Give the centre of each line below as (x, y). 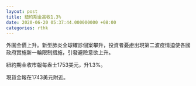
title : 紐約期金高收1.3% (34, 17)
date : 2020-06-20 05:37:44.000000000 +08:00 (61, 22)
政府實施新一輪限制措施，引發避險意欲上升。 (60, 53)
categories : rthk (27, 28)
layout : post (22, 11)
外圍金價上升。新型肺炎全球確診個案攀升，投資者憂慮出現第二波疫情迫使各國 (98, 45)
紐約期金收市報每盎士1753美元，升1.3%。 (56, 65)
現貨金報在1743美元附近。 (37, 77)
